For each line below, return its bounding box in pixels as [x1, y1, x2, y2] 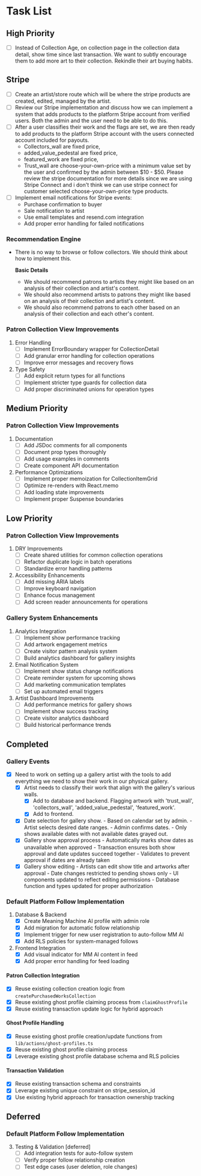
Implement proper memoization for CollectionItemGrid [23, 475, 158, 482]
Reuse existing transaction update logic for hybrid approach [14, 1005, 163, 1012]
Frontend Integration [14, 945, 66, 952]
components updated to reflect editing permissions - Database [23, 876, 180, 883]
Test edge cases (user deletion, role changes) [23, 1163, 138, 1171]
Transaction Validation [6, 1067, 64, 1074]
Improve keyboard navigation [23, 585, 97, 592]
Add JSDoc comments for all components [23, 441, 127, 449]
